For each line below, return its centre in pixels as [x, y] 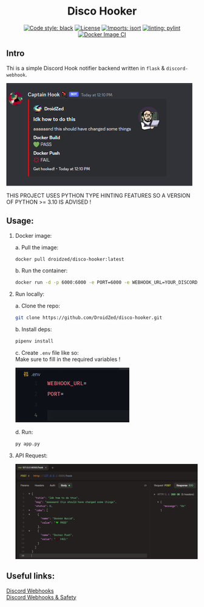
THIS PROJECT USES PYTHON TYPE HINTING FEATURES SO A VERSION [98, 195]
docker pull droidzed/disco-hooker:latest [70, 259]
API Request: [31, 455]
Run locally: [29, 294]
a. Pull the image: [37, 247]
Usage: [20, 221]
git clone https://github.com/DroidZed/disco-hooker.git [89, 318]
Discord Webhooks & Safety [42, 597]
